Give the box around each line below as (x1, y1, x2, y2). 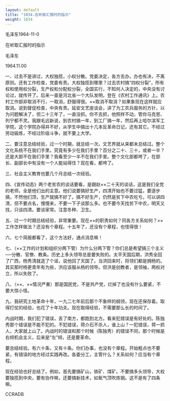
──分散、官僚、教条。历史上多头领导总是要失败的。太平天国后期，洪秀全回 (5, 251, 162, 258)
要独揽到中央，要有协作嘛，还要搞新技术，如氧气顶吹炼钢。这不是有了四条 (5, 375, 160, 381)
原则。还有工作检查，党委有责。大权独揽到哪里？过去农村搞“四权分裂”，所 (5, 79, 160, 86)
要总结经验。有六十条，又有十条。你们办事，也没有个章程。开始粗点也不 (5, 345, 156, 351)
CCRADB (5, 391, 24, 397)
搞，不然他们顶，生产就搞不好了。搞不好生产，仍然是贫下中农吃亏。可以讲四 (5, 194, 165, 200)
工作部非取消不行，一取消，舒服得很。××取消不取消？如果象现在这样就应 (9, 99, 162, 105)
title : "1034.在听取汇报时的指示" (5, 12, 71, 17)
